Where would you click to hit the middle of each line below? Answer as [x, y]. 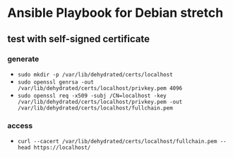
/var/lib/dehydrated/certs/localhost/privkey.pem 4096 [100, 88]
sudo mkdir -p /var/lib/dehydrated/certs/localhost [95, 74]
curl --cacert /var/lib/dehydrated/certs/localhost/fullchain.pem [117, 142]
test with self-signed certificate [79, 39]
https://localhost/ [62, 148]
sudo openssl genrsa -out [55, 82]
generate [23, 59]
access [20, 126]
